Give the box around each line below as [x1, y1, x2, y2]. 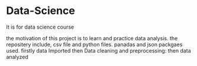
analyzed [6, 53, 28, 60]
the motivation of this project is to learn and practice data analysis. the [6, 34, 178, 41]
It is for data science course [6, 23, 75, 30]
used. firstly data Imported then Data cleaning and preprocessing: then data [6, 47, 191, 54]
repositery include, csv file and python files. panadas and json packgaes [6, 41, 183, 48]
